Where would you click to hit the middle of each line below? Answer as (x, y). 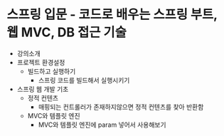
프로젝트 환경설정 (41, 62)
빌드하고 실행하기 (52, 71)
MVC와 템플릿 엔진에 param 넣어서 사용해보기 (102, 125)
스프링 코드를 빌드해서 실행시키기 (84, 80)
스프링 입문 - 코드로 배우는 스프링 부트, (112, 15)
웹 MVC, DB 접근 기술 (67, 32)
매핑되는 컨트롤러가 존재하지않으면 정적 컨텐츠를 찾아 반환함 (121, 107)
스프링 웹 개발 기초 (43, 89)
